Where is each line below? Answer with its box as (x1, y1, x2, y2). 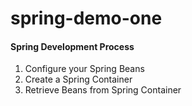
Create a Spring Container (24, 73, 133, 86)
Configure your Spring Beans (24, 63, 145, 75)
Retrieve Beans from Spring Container (24, 84, 182, 96)
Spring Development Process (10, 40, 135, 52)
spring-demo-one (10, 7, 163, 30)
